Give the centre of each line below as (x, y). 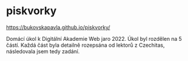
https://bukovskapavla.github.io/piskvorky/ (58, 27)
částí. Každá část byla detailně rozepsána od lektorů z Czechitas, (85, 45)
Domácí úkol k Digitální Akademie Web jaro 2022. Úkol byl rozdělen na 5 (94, 38)
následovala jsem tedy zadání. (43, 51)
